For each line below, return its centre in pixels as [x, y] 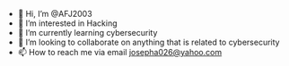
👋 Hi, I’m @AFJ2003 [55, 14]
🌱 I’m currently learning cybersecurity [88, 33]
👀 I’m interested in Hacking [68, 23]
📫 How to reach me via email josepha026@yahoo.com [120, 52]
